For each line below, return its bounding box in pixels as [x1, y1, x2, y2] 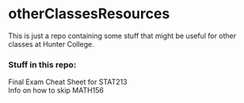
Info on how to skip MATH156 [8, 86, 105, 95]
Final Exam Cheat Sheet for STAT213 [8, 77, 128, 87]
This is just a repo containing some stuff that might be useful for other [8, 31, 237, 40]
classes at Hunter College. [8, 39, 95, 48]
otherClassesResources [8, 5, 170, 23]
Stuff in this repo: [8, 59, 77, 70]
